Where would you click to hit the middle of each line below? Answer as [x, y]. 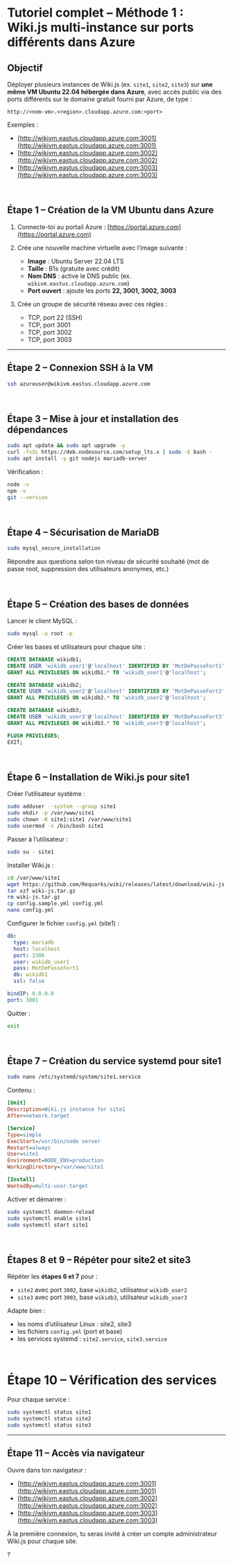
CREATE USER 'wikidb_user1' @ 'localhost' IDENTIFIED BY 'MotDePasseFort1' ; [118, 666]
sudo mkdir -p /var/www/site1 [51, 813]
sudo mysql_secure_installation [54, 548]
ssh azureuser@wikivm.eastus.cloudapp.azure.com [79, 384]
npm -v [17, 491]
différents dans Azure [71, 42]
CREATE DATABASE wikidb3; [44, 711]
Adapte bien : [26, 1311]
